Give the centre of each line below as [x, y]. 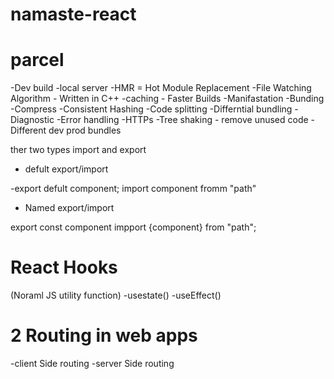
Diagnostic [32, 120]
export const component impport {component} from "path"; [133, 227]
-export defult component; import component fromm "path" [133, 189]
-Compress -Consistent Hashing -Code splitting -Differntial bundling [151, 109]
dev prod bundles [85, 130]
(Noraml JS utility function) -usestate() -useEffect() [116, 295]
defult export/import [66, 169]
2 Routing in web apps [104, 335]
